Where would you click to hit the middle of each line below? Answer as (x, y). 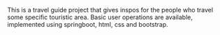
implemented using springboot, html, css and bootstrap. (88, 24)
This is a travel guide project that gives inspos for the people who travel (110, 10)
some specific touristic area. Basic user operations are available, (100, 17)
